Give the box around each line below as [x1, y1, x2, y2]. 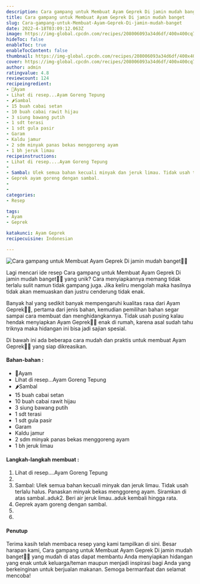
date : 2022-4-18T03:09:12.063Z [6, 25, 84, 32]
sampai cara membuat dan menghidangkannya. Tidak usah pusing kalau [6, 312, 184, 319]
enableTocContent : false [6, 48, 68, 54]
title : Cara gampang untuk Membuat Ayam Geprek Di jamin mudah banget [6, 14, 185, 20]
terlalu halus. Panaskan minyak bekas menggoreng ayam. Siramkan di [14, 488, 186, 496]
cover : [6, 59, 23, 64]
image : [6, 31, 23, 37]
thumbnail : [6, 53, 33, 59]
